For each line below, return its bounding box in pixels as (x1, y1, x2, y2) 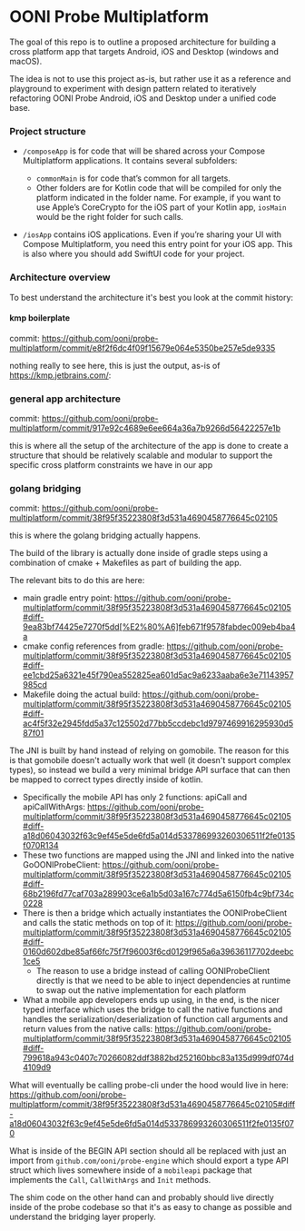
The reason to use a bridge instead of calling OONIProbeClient (35, 966, 271, 977)
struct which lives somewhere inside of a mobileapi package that (9, 1165, 252, 1176)
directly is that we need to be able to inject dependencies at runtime (35, 975, 291, 987)
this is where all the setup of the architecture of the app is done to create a (9, 441, 289, 452)
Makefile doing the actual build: (22, 689, 141, 700)
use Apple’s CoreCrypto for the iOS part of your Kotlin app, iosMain (35, 202, 287, 213)
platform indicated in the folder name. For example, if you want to (35, 193, 281, 204)
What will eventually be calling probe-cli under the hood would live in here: (9, 1079, 289, 1091)
